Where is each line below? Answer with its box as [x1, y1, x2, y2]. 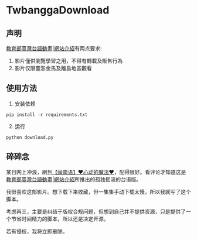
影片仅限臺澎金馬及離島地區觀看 [14, 65, 92, 71]
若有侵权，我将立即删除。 [6, 228, 68, 235]
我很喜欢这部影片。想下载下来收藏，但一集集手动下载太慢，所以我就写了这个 [6, 188, 191, 195]
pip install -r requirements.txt [6, 112, 88, 118]
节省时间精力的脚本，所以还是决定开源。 [11, 215, 109, 222]
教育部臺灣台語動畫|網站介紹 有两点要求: [6, 45, 102, 52]
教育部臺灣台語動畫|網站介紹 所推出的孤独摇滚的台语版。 [6, 176, 142, 183]
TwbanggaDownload [6, 4, 110, 17]
